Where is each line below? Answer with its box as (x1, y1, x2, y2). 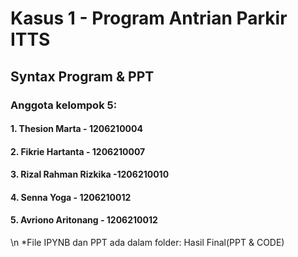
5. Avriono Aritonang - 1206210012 (10, 214, 158, 226)
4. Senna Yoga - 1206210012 (10, 191, 132, 203)
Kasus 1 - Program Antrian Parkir (10, 7, 288, 30)
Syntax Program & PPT (10, 68, 155, 85)
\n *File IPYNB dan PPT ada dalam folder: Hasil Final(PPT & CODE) (10, 237, 285, 249)
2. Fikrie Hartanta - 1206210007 (10, 145, 146, 157)
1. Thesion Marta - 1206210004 (10, 123, 143, 135)
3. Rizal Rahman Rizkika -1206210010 (10, 168, 170, 181)
